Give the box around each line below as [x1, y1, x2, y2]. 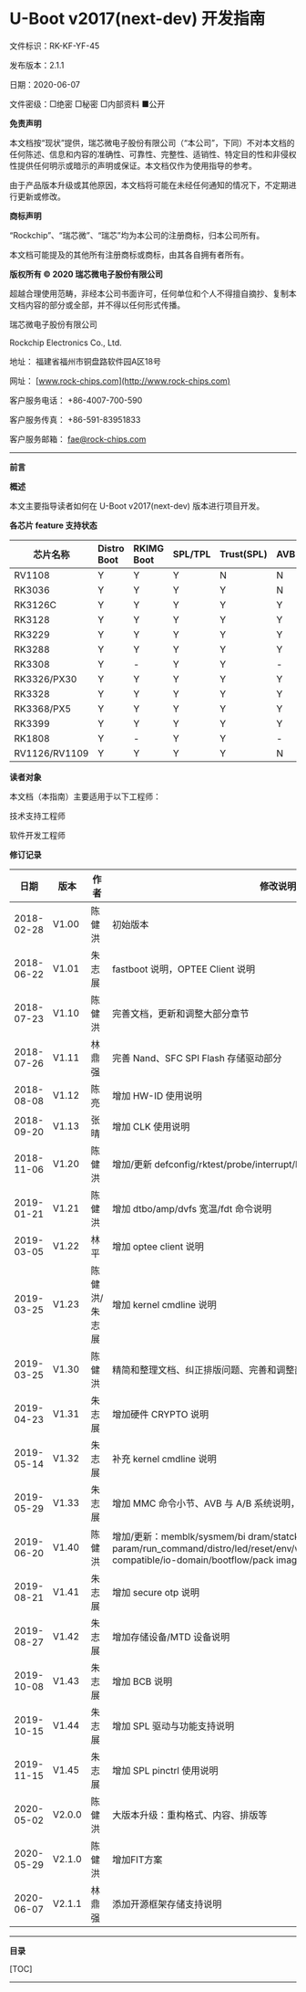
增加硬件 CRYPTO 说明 [112, 1407, 209, 1420]
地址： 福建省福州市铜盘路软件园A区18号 [9, 355, 161, 366]
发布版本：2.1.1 [9, 59, 65, 70]
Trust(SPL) [219, 547, 268, 560]
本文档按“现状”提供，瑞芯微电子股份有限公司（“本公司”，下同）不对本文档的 [9, 137, 295, 148]
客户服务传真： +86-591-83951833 [9, 414, 141, 425]
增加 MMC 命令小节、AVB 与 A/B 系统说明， [112, 1497, 301, 1510]
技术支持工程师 [9, 810, 66, 821]
